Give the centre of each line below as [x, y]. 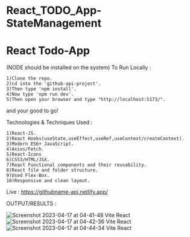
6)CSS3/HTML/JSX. [28, 160]
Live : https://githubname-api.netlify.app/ [57, 192]
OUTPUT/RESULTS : [31, 204]
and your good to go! [32, 111]
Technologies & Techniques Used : [49, 122]
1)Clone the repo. [29, 79]
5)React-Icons [24, 155]
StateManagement [54, 23]
